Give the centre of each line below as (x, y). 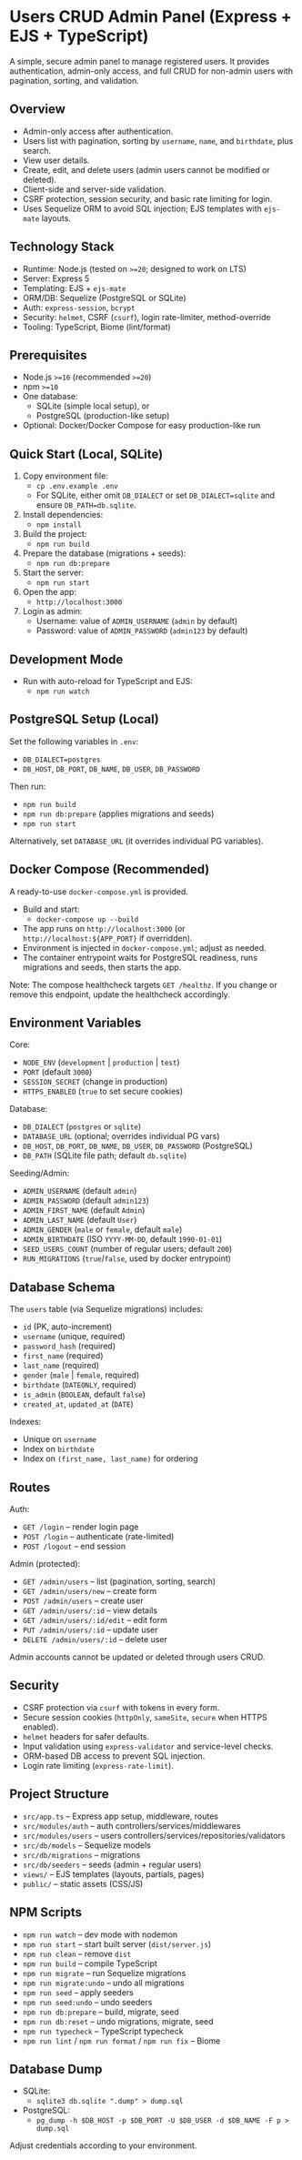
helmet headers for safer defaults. (86, 1736)
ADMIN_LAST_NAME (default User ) (80, 1220)
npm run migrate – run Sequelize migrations (104, 1973)
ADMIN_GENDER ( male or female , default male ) (102, 1229)
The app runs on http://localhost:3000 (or (104, 928)
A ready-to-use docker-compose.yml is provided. (99, 891)
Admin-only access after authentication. (98, 131)
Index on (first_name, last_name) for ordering (110, 1459)
